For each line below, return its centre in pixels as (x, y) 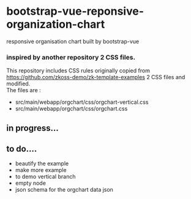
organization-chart (56, 24)
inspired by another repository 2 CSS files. (71, 57)
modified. (18, 84)
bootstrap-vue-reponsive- (75, 11)
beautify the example (42, 163)
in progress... (33, 128)
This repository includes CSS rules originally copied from (78, 71)
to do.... (22, 149)
